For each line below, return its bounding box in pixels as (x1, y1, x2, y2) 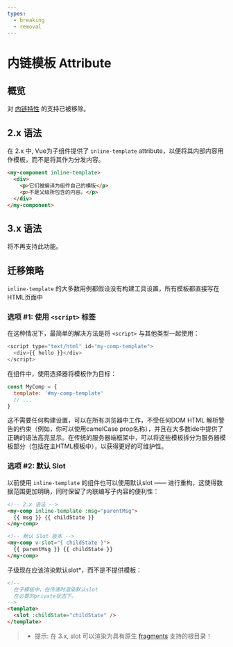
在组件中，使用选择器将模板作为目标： (7, 369, 116, 377)
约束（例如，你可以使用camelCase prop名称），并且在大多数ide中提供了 (19, 425, 224, 433)
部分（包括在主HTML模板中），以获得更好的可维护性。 (12, 442, 168, 450)
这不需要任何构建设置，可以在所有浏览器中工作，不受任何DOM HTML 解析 (7, 416, 219, 425)
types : (7, 10, 26, 17)
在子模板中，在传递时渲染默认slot (13, 586, 98, 593)
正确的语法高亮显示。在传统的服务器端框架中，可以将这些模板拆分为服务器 (7, 434, 220, 442)
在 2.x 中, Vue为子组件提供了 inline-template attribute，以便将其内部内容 (7, 147, 218, 155)
